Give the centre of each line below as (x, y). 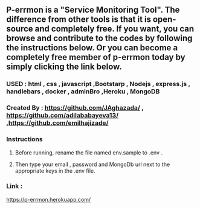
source (20, 29)
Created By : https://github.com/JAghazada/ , (75, 108)
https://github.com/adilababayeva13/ (63, 116)
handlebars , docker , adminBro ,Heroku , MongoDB (83, 91)
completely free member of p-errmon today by (96, 57)
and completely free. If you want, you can (115, 29)
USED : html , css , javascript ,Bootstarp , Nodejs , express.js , (98, 84)
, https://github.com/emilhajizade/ (57, 123)
